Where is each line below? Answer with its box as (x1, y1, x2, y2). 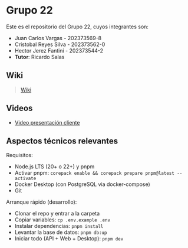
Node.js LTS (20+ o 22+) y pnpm (14, 163, 95, 170)
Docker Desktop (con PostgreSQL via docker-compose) (14, 181, 150, 188)
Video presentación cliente (14, 119, 80, 126)
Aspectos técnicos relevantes (6, 136, 118, 146)
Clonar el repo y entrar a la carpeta (14, 210, 100, 217)
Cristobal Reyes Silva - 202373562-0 (14, 41, 105, 48)
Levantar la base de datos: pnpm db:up (14, 229, 107, 236)
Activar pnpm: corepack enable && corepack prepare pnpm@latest (14, 169, 175, 177)
